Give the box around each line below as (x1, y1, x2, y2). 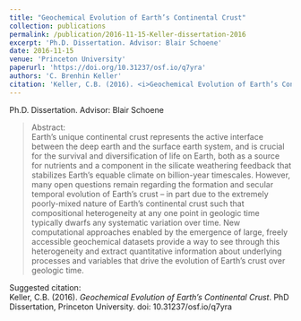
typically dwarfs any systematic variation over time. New (30, 217, 240, 228)
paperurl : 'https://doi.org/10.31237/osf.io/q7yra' (9, 64, 206, 73)
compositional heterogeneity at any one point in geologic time (30, 207, 260, 218)
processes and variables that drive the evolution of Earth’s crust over (30, 255, 286, 265)
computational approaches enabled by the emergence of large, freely (30, 226, 288, 238)
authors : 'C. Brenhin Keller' (9, 72, 123, 81)
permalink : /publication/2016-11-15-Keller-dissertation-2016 (9, 30, 246, 39)
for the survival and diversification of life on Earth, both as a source (30, 150, 280, 161)
